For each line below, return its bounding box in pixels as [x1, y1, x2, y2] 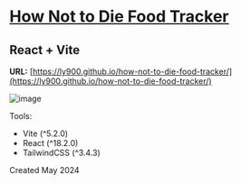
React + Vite [9, 42, 81, 58]
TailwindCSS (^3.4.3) [22, 147, 101, 158]
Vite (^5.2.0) [22, 128, 69, 139]
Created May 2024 [9, 165, 80, 175]
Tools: [9, 111, 33, 121]
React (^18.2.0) [22, 138, 79, 148]
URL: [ [9, 66, 34, 77]
